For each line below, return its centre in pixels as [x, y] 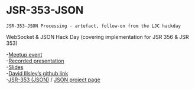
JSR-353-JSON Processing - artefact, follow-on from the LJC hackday [94, 26]
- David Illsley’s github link [37, 73]
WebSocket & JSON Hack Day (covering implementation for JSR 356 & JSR [97, 37]
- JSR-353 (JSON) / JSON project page [53, 80]
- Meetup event [24, 54]
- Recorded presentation [35, 61]
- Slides [15, 67]
